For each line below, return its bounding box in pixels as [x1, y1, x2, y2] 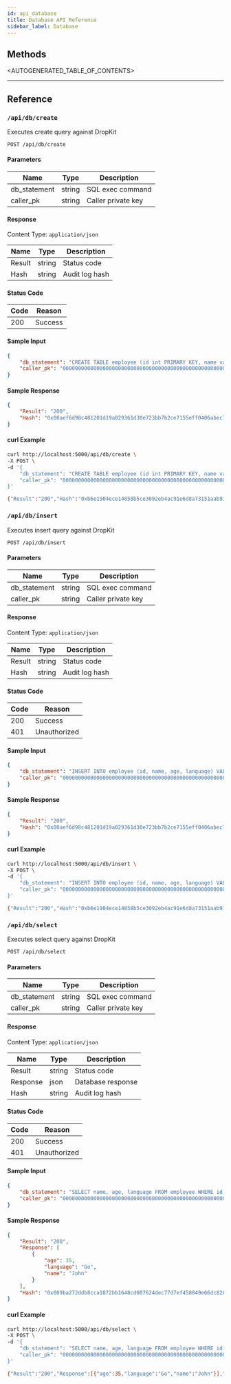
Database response [74, 1077, 138, 1086]
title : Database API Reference [7, 17, 97, 23]
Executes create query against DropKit [7, 127, 117, 136]
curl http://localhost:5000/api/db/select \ [7, 1325, 137, 1333]
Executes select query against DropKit [7, 935, 115, 944]
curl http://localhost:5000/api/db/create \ [7, 451, 137, 458]
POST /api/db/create [7, 141, 67, 148]
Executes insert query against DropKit [7, 526, 115, 534]
